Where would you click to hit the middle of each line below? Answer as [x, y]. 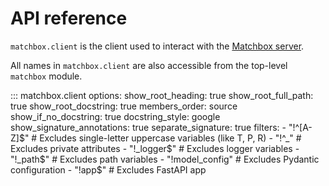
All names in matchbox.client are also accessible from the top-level [149, 65]
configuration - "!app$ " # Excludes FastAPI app [108, 169]
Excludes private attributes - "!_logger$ [91, 148]
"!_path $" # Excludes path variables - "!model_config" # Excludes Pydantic [165, 159]
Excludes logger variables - [243, 148]
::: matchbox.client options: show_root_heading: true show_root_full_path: [162, 95]
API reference [69, 18]
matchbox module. [46, 76]
